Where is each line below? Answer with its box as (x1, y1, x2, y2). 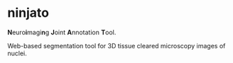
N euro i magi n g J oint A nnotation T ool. (7, 28, 116, 36)
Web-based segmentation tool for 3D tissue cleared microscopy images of (7, 41, 226, 50)
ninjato (7, 5, 50, 21)
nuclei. (7, 49, 27, 57)
